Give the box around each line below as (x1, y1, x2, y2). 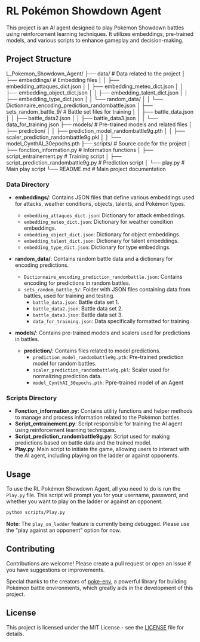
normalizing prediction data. (32, 373, 102, 380)
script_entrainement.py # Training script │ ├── (6, 153, 122, 160)
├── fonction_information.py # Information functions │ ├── (6, 146, 154, 153)
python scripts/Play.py (6, 510, 66, 516)
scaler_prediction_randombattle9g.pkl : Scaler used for (32, 366, 170, 373)
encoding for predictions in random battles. (23, 279, 131, 287)
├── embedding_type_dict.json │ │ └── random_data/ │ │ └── (6, 95, 163, 102)
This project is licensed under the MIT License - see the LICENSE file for (6, 623, 184, 631)
